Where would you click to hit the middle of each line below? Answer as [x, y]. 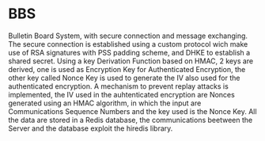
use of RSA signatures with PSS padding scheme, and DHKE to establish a [129, 52]
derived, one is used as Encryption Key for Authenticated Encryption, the [127, 69]
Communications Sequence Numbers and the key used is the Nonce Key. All [132, 111]
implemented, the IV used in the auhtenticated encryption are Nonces [121, 94]
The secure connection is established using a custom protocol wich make [128, 44]
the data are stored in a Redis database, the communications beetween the [131, 120]
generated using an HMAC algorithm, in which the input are [105, 103]
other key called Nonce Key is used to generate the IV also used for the [124, 78]
